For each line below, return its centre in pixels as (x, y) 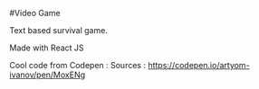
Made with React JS (47, 48)
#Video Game (35, 13)
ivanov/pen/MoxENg (48, 75)
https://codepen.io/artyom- (199, 65)
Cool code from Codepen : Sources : (78, 65)
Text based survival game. (59, 30)
